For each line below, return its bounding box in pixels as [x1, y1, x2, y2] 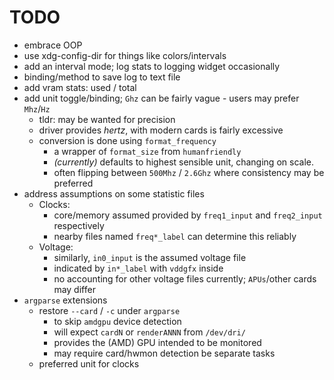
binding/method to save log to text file [23, 71, 181, 83]
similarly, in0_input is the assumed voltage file [53, 251, 247, 263]
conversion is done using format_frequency [38, 134, 217, 146]
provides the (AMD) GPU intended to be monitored [53, 336, 262, 348]
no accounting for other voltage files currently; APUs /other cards [53, 272, 317, 285]
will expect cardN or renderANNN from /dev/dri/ [53, 326, 246, 338]
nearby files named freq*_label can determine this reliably [53, 230, 297, 242]
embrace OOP [23, 39, 83, 51]
